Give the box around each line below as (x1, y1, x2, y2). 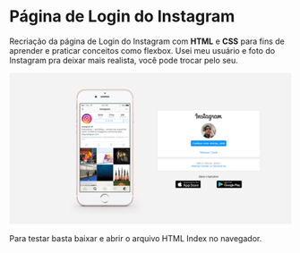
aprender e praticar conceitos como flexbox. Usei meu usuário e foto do (9, 45, 276, 55)
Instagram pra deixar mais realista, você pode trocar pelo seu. (9, 55, 239, 65)
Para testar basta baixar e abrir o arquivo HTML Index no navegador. (9, 232, 262, 243)
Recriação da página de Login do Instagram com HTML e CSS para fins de (9, 36, 285, 46)
